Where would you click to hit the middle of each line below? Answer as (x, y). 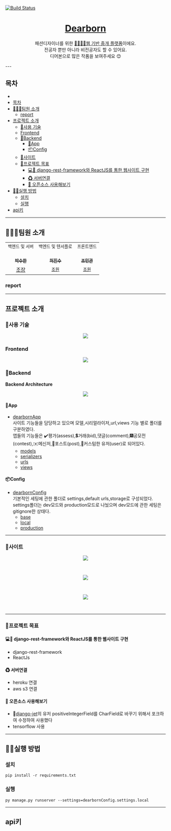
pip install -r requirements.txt (41, 776)
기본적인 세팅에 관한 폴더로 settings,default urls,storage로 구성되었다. (83, 498)
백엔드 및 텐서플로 (55, 246)
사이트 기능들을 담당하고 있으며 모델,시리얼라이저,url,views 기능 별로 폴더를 (87, 423)
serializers (31, 456)
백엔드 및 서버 (21, 246)
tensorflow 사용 (28, 726)
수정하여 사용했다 (35, 720)
